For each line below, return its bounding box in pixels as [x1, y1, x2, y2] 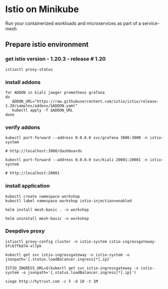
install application [5, 182, 50, 189]
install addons [5, 78, 41, 85]
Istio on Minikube [5, 4, 79, 15]
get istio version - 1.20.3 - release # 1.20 [5, 56, 106, 63]
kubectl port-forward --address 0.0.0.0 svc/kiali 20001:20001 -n [5, 158, 148, 163]
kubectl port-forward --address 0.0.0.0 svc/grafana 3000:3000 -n [5, 135, 148, 140]
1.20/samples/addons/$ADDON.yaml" [5, 103, 78, 108]
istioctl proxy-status [5, 67, 53, 72]
